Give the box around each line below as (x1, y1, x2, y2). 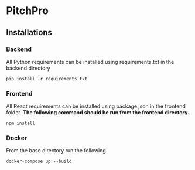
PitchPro (6, 4, 49, 18)
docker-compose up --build (6, 158, 72, 165)
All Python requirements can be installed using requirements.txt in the (6, 58, 175, 65)
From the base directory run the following (6, 147, 107, 154)
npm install (6, 120, 35, 127)
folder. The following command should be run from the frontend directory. (6, 109, 190, 116)
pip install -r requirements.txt (6, 76, 88, 81)
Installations (6, 28, 53, 38)
